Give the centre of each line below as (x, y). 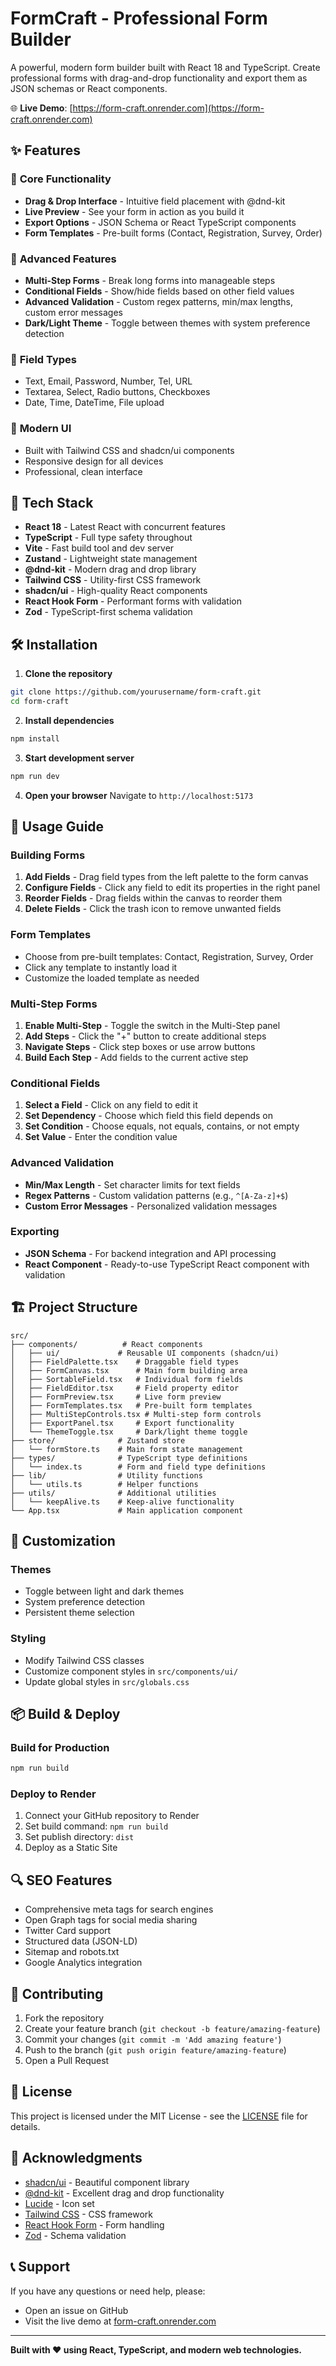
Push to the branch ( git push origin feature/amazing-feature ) (155, 2050)
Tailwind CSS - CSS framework (88, 2214)
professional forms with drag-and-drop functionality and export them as (159, 78)
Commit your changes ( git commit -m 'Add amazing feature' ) (153, 2039)
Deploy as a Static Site (71, 1848)
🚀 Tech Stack (52, 502)
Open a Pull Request (67, 2061)
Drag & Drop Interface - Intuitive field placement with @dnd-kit (155, 201)
